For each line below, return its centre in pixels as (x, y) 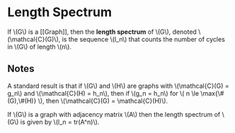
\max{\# (212, 93)
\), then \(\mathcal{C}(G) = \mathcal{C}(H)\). (103, 101)
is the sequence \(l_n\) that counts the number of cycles (143, 39)
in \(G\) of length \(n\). (40, 46)
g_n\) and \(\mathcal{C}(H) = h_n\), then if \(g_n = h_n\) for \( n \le (103, 93)
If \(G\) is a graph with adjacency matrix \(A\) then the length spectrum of (114, 114)
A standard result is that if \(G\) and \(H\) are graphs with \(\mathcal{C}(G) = (118, 86)
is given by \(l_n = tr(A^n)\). (60, 122)
